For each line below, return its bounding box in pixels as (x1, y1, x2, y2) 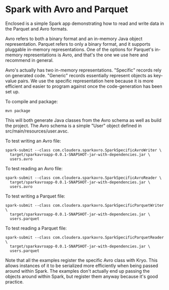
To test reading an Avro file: (5, 165, 63, 171)
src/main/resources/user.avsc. (5, 128, 69, 134)
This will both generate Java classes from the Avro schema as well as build (5, 117, 162, 123)
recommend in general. (5, 57, 54, 63)
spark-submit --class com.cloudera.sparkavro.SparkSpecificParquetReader (5, 235, 164, 240)
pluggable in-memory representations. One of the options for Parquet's (5, 46, 154, 52)
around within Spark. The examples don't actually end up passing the (5, 268, 150, 274)
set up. (5, 88, 20, 94)
